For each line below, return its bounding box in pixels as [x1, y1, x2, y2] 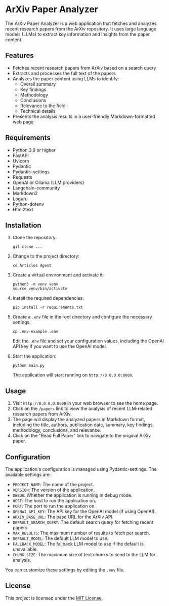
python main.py [12, 363, 45, 368]
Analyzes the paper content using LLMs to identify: [12, 75, 119, 82]
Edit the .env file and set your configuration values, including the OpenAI [12, 338, 164, 344]
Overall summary [20, 81, 56, 87]
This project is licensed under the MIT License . [5, 595, 103, 601]
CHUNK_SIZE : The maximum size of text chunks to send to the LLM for [12, 552, 156, 557]
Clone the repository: [12, 235, 57, 241]
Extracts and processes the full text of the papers [12, 70, 116, 76]
